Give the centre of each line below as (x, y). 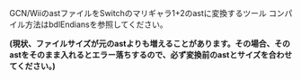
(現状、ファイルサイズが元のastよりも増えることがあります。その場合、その (150, 44)
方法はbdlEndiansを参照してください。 (96, 24)
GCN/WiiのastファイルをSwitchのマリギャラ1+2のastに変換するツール (138, 13)
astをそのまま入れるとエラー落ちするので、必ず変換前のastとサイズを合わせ (151, 55)
